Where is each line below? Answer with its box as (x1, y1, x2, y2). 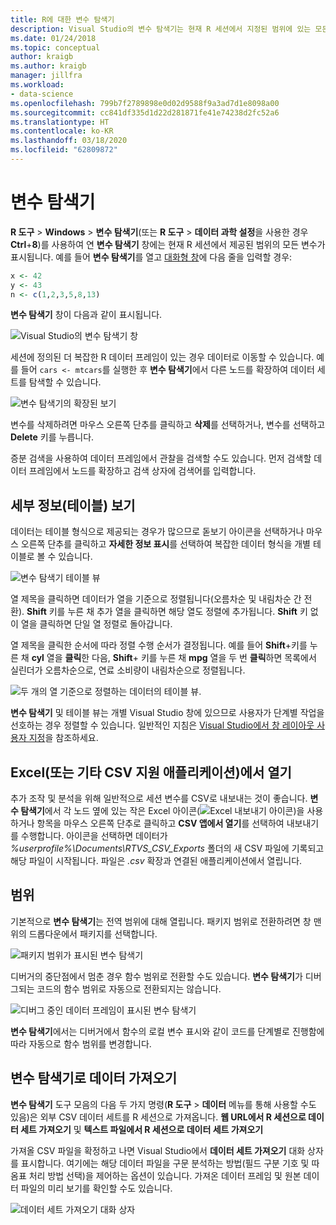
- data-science (10, 89, 74, 99)
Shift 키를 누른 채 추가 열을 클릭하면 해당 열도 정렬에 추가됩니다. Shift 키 (26, 606, 308, 618)
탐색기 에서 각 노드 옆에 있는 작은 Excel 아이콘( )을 (20, 805, 305, 817)
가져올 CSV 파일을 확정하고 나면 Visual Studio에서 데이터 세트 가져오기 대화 (10, 1144, 306, 1156)
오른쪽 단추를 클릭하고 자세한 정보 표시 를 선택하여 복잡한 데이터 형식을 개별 (20, 538, 312, 550)
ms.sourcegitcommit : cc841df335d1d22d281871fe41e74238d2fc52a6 (10, 107, 280, 118)
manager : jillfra (10, 71, 83, 81)
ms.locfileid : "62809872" (10, 145, 118, 155)
